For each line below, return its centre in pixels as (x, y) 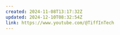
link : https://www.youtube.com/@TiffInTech (60, 23)
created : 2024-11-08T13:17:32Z (44, 12)
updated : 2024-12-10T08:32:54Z (44, 17)
